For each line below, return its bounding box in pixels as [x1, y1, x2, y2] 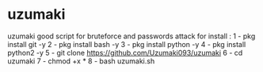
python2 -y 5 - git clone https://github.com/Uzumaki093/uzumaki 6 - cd [7, 48, 243, 57]
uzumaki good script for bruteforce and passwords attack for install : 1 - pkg [7, 31, 256, 41]
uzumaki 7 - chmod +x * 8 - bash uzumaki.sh [7, 56, 155, 66]
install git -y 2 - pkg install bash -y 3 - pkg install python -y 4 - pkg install [7, 39, 246, 49]
